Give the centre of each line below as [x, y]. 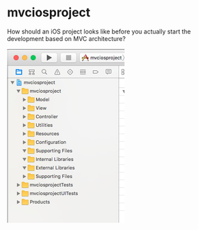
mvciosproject [49, 13]
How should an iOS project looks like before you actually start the [99, 31]
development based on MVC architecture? [67, 38]
